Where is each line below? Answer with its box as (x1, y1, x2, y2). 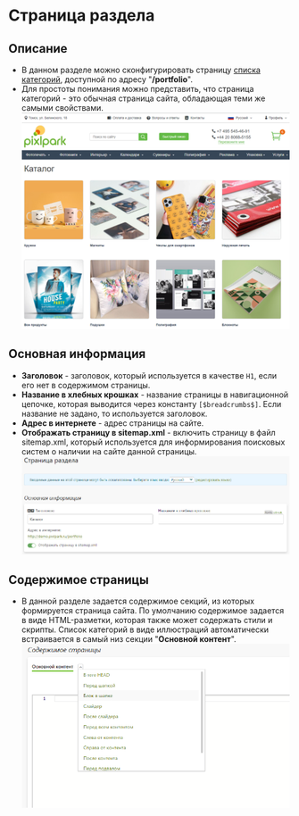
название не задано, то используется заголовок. (21, 408, 208, 419)
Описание (8, 41, 68, 56)
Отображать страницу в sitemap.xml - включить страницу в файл (21, 427, 276, 437)
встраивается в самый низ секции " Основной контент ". (21, 634, 237, 645)
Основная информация (8, 346, 146, 362)
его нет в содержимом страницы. (21, 379, 151, 390)
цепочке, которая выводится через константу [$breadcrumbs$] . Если (21, 398, 282, 409)
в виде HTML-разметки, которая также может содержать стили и (21, 615, 273, 626)
